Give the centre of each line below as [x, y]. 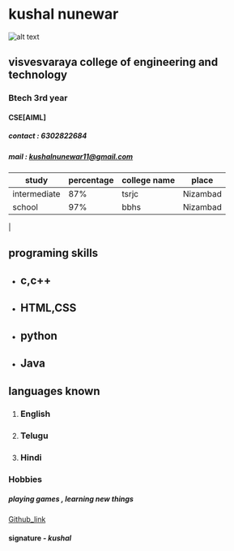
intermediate [36, 194]
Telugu [34, 436]
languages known [54, 391]
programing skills [53, 253]
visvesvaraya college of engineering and [113, 62]
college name [148, 180]
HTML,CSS [48, 308]
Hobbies [26, 479]
